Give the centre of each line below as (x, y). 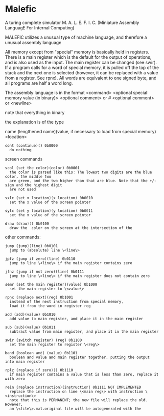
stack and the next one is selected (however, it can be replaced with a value (82, 72)
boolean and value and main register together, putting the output (80, 357)
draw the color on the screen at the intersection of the (71, 228)
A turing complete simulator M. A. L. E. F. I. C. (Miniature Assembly (72, 23)
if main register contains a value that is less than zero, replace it (84, 374)
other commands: (23, 237)
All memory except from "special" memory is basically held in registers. (77, 52)
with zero (15, 379)
